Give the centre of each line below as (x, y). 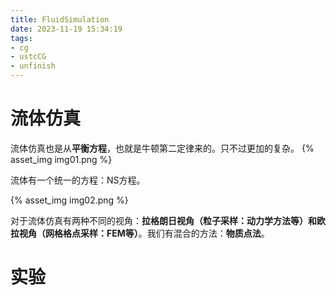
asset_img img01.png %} (61, 159)
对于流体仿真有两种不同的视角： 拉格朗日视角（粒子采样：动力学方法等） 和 (163, 220)
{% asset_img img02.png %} (69, 200)
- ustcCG (28, 57)
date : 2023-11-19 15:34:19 (66, 29)
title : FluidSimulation (60, 19)
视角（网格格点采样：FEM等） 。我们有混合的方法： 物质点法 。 (144, 233)
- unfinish (33, 66)
